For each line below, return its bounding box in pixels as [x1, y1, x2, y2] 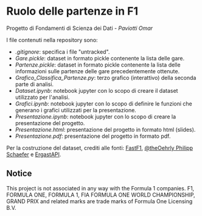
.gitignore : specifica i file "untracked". [15, 48, 110, 56]
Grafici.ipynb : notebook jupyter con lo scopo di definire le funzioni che [15, 99, 193, 107]
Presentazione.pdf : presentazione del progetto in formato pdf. [15, 132, 171, 140]
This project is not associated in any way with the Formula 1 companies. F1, [6, 184, 195, 192]
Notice [6, 168, 32, 179]
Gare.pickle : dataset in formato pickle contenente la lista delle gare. [15, 54, 184, 62]
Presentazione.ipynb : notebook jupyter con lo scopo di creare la [15, 113, 176, 120]
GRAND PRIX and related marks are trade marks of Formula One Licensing [6, 197, 193, 205]
